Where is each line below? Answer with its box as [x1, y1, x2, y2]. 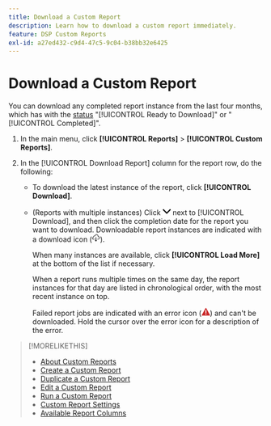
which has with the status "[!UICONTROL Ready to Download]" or [8, 110, 227, 120]
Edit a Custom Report [40, 382, 112, 392]
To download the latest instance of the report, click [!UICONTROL [32, 183, 252, 192]
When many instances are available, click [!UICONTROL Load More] [32, 251, 260, 260]
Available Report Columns [40, 408, 127, 418]
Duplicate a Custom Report [40, 374, 131, 384]
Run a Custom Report [40, 391, 112, 401]
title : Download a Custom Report [8, 13, 121, 21]
